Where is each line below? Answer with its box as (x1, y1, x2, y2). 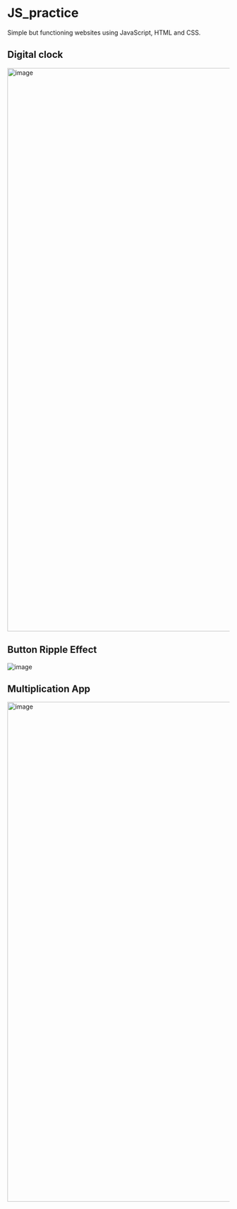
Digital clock (7, 49, 63, 61)
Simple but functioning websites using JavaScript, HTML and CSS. (7, 28, 201, 37)
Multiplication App (7, 682, 90, 694)
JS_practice (7, 5, 79, 21)
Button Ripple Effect (7, 644, 97, 656)
